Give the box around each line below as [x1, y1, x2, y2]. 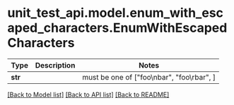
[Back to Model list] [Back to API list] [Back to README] [7, 90, 170, 99]
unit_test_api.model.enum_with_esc [7, 5, 224, 21]
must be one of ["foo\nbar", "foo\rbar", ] [82, 72, 216, 82]
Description [35, 60, 76, 70]
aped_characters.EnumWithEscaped [7, 20, 228, 36]
